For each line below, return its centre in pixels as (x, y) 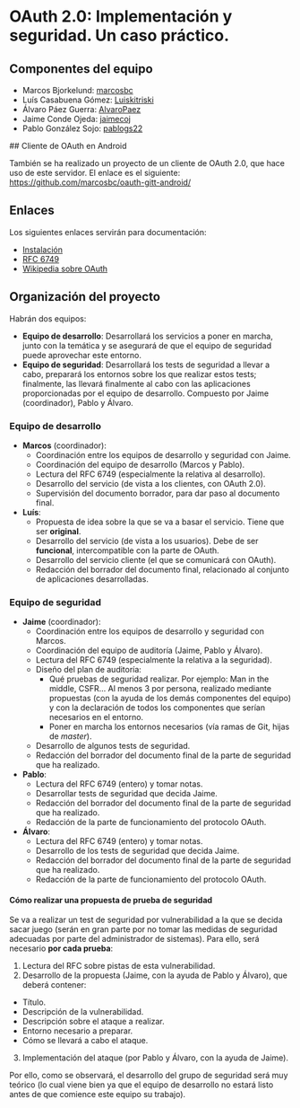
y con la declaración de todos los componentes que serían (157, 708)
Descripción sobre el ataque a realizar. (93, 1022)
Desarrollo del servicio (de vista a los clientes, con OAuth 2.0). (150, 483)
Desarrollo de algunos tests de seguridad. (113, 746)
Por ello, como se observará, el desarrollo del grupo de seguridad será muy (149, 1076)
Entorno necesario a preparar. (77, 1031)
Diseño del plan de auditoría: (88, 670)
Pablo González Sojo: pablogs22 (82, 128)
